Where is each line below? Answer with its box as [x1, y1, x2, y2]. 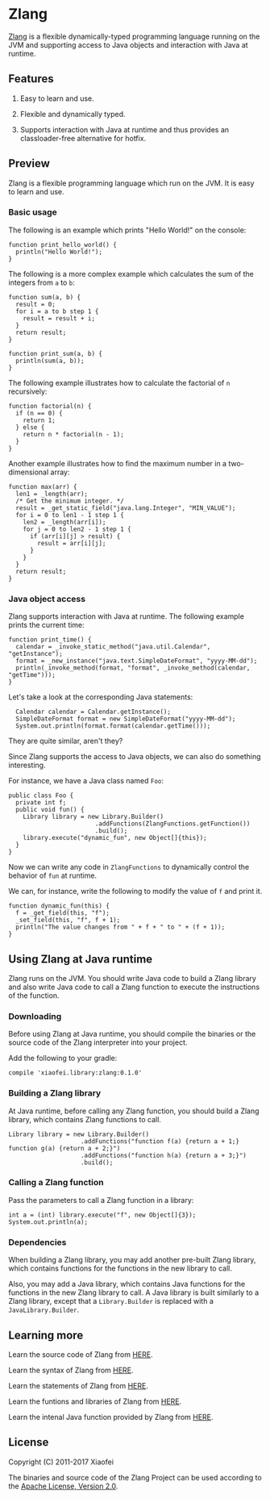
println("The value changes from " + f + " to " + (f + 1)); [15, 923, 226, 932]
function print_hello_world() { [8, 240, 117, 248]
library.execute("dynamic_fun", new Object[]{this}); [23, 834, 207, 842]
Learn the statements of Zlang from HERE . [8, 1380, 149, 1390]
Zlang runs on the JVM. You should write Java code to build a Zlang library [8, 973, 256, 983]
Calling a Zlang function [8, 1177, 105, 1188]
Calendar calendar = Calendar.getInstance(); [15, 708, 172, 716]
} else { [15, 423, 45, 432]
